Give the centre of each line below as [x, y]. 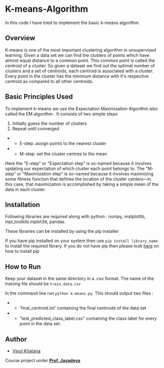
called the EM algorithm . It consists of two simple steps [61, 113]
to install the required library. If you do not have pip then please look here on [82, 246]
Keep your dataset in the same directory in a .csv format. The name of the [80, 279]
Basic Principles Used [39, 97]
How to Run [23, 267]
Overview [20, 38]
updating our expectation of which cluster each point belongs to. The [75, 169]
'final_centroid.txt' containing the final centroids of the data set [83, 308]
